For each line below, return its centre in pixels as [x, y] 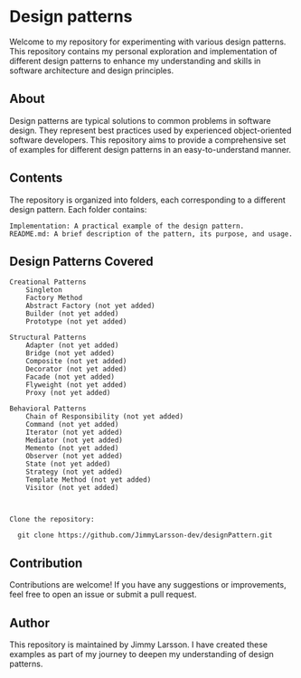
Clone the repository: [52, 520]
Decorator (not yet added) [76, 369]
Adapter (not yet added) [72, 345]
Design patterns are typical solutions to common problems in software [140, 120]
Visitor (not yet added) [72, 488]
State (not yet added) [68, 464]
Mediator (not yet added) [75, 440]
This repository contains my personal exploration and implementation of [143, 51]
